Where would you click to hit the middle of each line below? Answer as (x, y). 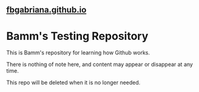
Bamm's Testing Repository (77, 36)
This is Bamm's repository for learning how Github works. (78, 53)
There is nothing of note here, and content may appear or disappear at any (99, 64)
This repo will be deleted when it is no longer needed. (73, 83)
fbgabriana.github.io (46, 10)
